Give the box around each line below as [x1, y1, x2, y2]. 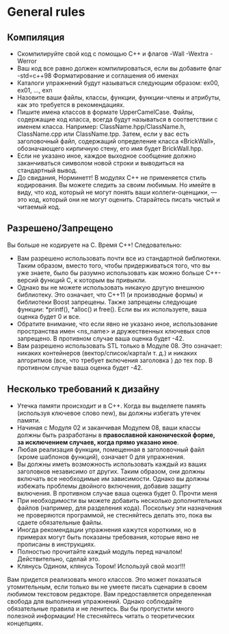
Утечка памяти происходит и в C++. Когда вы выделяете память [16, 401, 206, 410]
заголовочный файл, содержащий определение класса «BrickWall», [16, 137, 215, 145]
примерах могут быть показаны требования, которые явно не [16, 532, 200, 541]
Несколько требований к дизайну [7, 384, 160, 395]
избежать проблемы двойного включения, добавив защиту [16, 482, 191, 490]
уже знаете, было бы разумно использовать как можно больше [16, 268, 204, 277]
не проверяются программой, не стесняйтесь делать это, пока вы [16, 510, 212, 519]
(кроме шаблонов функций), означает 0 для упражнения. [16, 452, 185, 460]
